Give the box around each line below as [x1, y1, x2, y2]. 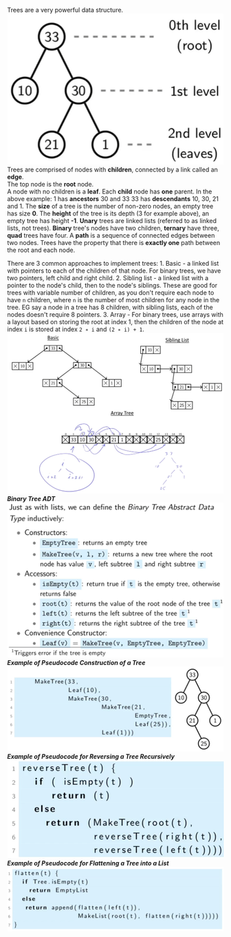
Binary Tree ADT [7, 495, 56, 503]
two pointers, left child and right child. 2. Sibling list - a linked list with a [7, 273, 209, 282]
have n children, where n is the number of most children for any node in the [7, 295, 220, 304]
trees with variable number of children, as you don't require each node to [7, 288, 214, 297]
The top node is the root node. [7, 180, 94, 188]
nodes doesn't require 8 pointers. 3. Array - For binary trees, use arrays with [7, 310, 223, 319]
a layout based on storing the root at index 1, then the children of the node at [7, 317, 224, 326]
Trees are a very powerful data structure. [7, 6, 124, 14]
